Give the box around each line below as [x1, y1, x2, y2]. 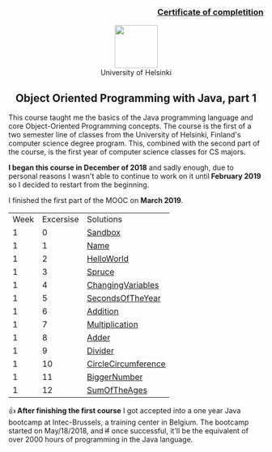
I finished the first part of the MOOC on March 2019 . [8, 196, 184, 205]
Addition [86, 306, 119, 317]
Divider [86, 345, 115, 357]
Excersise [41, 213, 79, 225]
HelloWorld [86, 253, 130, 264]
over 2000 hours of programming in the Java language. [8, 435, 193, 445]
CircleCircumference [86, 358, 166, 370]
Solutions [86, 213, 123, 225]
